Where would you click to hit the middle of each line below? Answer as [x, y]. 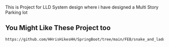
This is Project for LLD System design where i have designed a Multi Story [82, 7]
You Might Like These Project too [58, 28]
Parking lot [16, 12]
